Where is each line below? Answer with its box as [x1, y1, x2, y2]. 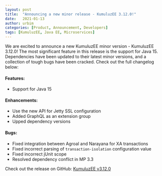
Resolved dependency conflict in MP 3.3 [12, 156, 94, 162]
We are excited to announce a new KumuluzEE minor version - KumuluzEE [5, 44, 154, 49]
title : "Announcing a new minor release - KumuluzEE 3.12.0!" [5, 12, 137, 17]
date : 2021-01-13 [5, 16, 45, 21]
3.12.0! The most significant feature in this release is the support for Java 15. [5, 48, 158, 54]
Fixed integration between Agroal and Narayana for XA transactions [12, 140, 148, 147]
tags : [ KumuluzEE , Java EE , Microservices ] [5, 30, 95, 35]
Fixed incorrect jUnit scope [12, 151, 67, 157]
